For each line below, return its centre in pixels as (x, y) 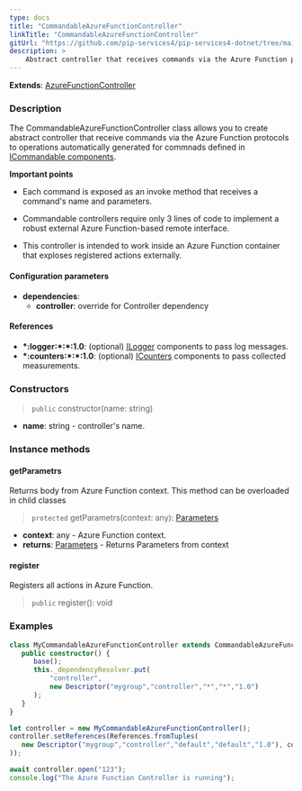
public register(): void (72, 603)
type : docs (30, 18)
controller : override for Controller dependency (122, 305)
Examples (31, 626)
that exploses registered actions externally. (102, 255)
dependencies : (51, 296)
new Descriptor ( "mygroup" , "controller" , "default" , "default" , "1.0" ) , (152, 745)
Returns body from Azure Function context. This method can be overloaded (149, 491)
